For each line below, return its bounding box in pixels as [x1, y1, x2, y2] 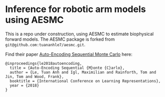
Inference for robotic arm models [5, 4, 146, 15]
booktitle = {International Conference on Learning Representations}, [10, 78, 161, 83]
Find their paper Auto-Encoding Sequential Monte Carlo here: [5, 51, 133, 57]
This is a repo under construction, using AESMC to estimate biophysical [5, 31, 154, 37]
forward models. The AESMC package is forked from [5, 36, 115, 42]
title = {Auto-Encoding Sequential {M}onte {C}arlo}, [10, 65, 125, 70]
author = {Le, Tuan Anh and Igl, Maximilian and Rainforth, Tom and [10, 69, 156, 75]
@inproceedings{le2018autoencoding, [5, 61, 82, 66]
